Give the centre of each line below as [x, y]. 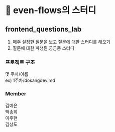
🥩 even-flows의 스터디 [51, 10]
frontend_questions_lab [43, 29]
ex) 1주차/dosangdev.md [30, 80]
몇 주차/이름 [17, 74]
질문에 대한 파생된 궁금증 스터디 [43, 48]
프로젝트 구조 [20, 62]
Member [16, 94]
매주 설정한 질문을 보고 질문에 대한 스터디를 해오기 [61, 42]
